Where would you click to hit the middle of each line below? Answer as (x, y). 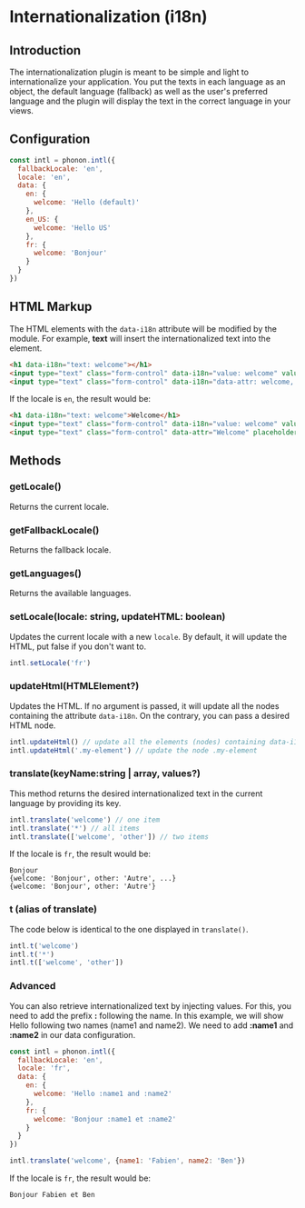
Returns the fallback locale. (60, 549)
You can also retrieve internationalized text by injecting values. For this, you (151, 1005)
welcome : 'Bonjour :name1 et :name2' (105, 1119)
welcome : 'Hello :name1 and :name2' (103, 1094)
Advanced (33, 986)
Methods (35, 461)
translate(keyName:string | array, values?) (105, 774)
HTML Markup (51, 307)
